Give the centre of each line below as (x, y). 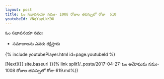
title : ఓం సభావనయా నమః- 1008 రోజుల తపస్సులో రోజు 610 (61, 14)
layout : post (19, 10)
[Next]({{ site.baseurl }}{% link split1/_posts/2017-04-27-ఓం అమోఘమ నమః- (82, 64)
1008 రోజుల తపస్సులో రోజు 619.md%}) (42, 71)
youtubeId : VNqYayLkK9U (30, 19)
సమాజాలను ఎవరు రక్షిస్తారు (36, 44)
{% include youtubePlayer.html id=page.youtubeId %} (60, 54)
